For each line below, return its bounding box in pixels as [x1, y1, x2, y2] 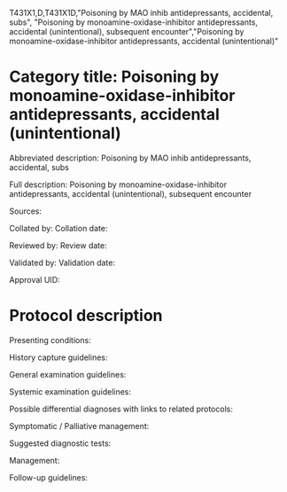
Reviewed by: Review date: [9, 239, 108, 251]
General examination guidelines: [9, 369, 127, 379]
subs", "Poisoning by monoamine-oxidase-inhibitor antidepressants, [9, 17, 259, 27]
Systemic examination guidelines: [9, 386, 131, 397]
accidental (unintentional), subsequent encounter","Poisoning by [9, 27, 244, 36]
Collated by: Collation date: [9, 223, 108, 233]
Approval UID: [9, 274, 60, 285]
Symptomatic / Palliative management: [9, 420, 150, 431]
